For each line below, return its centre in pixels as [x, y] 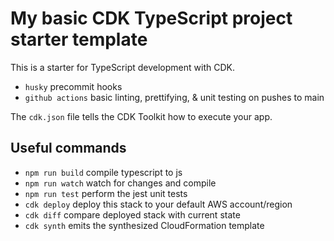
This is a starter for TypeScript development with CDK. [122, 67]
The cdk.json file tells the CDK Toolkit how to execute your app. [141, 116]
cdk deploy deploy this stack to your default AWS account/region [158, 204]
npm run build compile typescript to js [103, 172]
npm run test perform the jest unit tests [106, 193]
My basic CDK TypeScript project [151, 18]
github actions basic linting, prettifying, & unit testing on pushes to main [174, 97]
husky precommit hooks [73, 86]
